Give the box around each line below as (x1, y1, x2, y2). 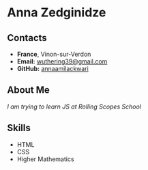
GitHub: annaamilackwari (16, 65, 89, 72)
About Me (7, 84, 50, 96)
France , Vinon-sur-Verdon (16, 50, 91, 58)
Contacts (7, 32, 48, 44)
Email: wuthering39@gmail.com (16, 57, 108, 66)
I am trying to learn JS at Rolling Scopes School (7, 102, 142, 111)
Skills (7, 122, 31, 134)
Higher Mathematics (16, 155, 74, 163)
